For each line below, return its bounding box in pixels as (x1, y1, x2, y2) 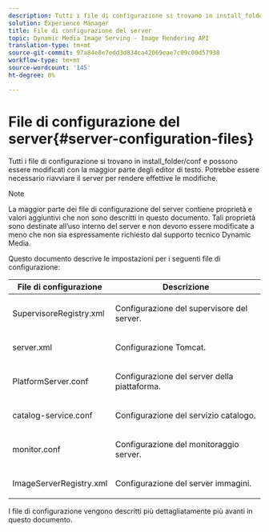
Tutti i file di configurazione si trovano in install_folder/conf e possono (8, 156, 239, 166)
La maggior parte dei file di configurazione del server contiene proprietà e (8, 204, 253, 214)
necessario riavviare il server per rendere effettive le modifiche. (8, 173, 219, 182)
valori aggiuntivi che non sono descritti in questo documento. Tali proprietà (8, 213, 256, 222)
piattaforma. (114, 381, 162, 392)
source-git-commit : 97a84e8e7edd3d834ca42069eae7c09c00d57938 (8, 49, 220, 57)
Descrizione (163, 281, 210, 292)
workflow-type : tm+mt (8, 57, 81, 65)
